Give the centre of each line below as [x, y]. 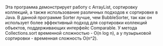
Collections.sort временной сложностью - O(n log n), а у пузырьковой [78, 33]
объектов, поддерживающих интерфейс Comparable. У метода [71, 28]
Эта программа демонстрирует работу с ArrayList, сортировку [71, 7]
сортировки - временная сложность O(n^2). [52, 38]
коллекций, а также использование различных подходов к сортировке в [81, 12]
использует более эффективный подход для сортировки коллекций [76, 23]
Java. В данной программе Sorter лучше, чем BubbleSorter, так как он [79, 17]
